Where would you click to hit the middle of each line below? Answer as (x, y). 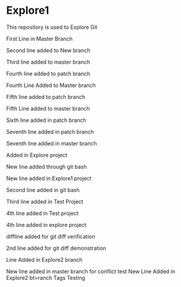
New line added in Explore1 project (49, 178)
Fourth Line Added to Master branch (51, 85)
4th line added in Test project (43, 213)
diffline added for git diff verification (51, 236)
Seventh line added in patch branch (50, 131)
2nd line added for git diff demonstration (56, 248)
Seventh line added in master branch (52, 143)
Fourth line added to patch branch (48, 73)
